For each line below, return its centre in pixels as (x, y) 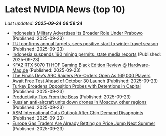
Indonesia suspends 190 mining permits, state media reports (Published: (87, 54)
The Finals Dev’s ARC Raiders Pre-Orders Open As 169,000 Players (81, 75)
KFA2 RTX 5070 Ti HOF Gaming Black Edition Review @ (70, 65)
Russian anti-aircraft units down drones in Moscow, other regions (79, 102)
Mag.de (20, 70)
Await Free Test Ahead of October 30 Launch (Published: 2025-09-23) (85, 81)
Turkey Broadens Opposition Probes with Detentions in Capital (76, 86)
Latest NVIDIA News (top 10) (65, 9)
